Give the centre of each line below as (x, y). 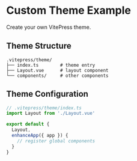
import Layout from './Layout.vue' (51, 114)
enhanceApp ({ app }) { (40, 136)
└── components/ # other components (58, 76)
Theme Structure (39, 46)
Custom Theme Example (68, 11)
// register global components (56, 141)
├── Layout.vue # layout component (58, 70)
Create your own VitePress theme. (49, 27)
